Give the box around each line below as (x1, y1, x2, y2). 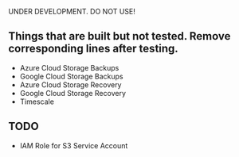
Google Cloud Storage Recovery (19, 88, 126, 98)
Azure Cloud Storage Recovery (19, 79, 122, 90)
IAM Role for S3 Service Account (19, 140, 128, 150)
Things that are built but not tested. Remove (8, 29, 231, 43)
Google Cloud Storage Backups (19, 71, 123, 81)
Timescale (19, 97, 54, 106)
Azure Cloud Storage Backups (19, 63, 119, 72)
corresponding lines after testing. (8, 42, 179, 56)
